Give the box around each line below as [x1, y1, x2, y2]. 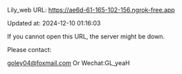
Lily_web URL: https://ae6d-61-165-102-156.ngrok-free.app [7, 6, 175, 14]
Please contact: [7, 46, 52, 53]
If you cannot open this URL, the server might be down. [7, 32, 165, 40]
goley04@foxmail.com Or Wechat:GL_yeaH [7, 59, 130, 67]
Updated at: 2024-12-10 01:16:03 [7, 19, 101, 27]
